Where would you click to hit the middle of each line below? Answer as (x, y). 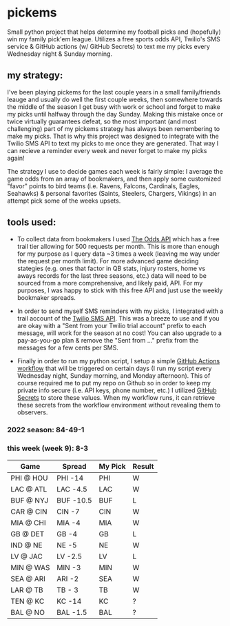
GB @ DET (28, 534)
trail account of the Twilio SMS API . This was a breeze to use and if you (118, 318)
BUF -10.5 (74, 500)
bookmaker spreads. (46, 297)
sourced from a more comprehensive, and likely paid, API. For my (110, 283)
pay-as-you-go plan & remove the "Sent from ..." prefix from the (108, 340)
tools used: (32, 222)
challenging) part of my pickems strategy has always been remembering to (114, 128)
